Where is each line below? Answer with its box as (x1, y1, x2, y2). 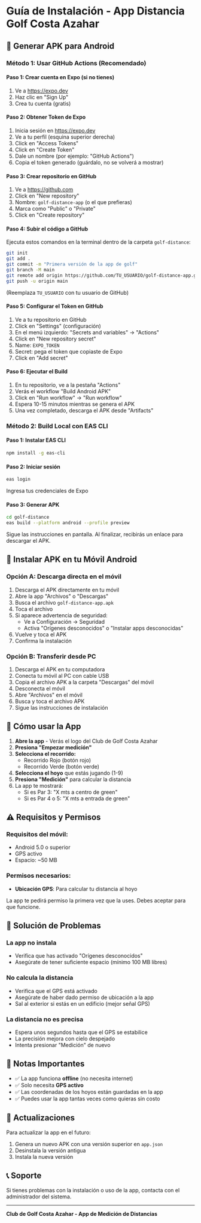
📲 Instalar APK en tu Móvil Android (6, 554, 138, 565)
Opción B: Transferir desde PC (6, 652, 96, 660)
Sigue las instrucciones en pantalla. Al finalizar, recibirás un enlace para (6, 531, 184, 538)
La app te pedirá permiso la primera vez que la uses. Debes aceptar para (6, 896, 186, 904)
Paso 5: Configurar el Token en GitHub (6, 303, 103, 310)
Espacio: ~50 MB (14, 857, 58, 864)
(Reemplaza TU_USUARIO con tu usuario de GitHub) (6, 289, 129, 296)
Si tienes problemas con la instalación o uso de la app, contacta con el (6, 1186, 180, 1194)
